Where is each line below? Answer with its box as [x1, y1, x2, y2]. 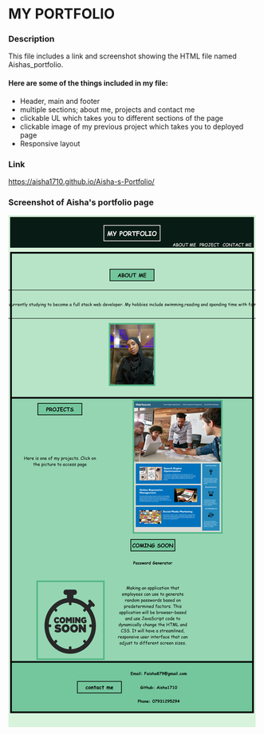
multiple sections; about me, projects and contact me [19, 105, 195, 114]
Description [8, 34, 55, 45]
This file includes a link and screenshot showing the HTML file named [8, 51, 237, 61]
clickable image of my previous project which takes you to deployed [19, 122, 244, 131]
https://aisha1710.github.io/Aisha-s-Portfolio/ [8, 177, 156, 186]
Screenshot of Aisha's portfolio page [8, 197, 154, 208]
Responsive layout [19, 138, 81, 148]
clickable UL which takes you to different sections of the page [19, 113, 223, 122]
